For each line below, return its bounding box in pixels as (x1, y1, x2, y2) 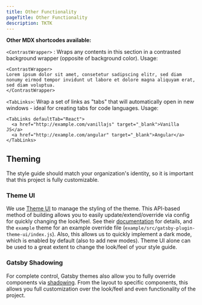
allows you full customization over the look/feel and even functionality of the (6, 285, 196, 292)
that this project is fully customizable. (6, 176, 99, 184)
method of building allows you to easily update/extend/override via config (6, 211, 190, 219)
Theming (6, 153, 41, 164)
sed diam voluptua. (6, 82, 55, 88)
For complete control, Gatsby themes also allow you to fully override (6, 272, 176, 280)
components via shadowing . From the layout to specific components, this (6, 278, 188, 286)
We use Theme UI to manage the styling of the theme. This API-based (6, 205, 180, 212)
